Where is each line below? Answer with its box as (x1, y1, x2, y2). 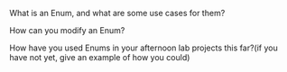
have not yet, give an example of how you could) (9, 52, 190, 62)
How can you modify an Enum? (9, 25, 125, 35)
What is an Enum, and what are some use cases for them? (9, 8, 226, 18)
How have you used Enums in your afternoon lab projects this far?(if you (9, 42, 278, 53)
